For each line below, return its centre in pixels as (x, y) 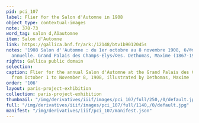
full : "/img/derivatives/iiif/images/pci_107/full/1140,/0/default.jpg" (98, 105)
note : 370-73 (22, 28)
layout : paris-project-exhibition (49, 89)
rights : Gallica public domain (45, 61)
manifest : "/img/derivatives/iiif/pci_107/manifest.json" (79, 111)
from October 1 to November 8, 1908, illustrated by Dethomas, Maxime (100, 77)
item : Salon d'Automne (34, 39)
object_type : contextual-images (46, 22)
